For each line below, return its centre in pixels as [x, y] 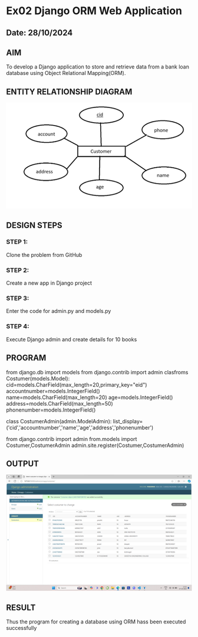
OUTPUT [23, 464]
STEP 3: [18, 298]
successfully [22, 628]
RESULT [21, 607]
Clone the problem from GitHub [44, 254]
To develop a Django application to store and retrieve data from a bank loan [98, 67]
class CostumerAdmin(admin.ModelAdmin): [59, 421]
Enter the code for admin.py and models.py [59, 311]
